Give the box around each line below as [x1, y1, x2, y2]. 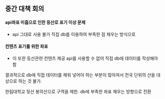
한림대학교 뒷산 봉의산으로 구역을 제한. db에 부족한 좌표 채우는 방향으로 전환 [5, 88, 152, 95]
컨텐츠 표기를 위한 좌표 [5, 43, 48, 49]
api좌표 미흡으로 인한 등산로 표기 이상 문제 [5, 19, 85, 25]
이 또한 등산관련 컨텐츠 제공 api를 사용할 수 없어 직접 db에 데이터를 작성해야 [12, 55, 158, 61]
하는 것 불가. [18, 78, 42, 84]
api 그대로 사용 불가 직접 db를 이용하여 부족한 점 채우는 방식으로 [12, 31, 136, 37]
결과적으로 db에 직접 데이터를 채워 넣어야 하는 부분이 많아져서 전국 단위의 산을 [5, 72, 156, 78]
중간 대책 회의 [5, 4, 44, 13]
